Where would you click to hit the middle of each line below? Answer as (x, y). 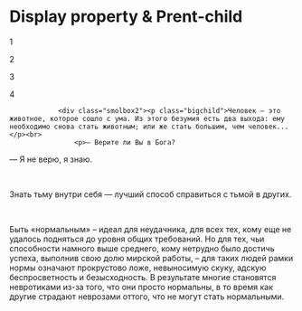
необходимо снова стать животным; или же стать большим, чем (127, 127)
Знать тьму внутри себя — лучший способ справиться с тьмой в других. (151, 194)
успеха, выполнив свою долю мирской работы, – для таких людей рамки (151, 258)
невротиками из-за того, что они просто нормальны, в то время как (142, 287)
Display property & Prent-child (126, 17)
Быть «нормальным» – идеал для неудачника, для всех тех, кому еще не (151, 229)
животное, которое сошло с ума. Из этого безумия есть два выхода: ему (147, 118)
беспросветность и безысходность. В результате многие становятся (143, 277)
